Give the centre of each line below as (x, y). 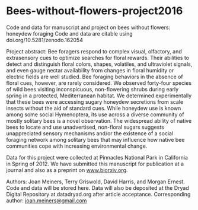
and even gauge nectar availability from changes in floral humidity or (90, 70)
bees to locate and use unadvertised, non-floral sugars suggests (85, 127)
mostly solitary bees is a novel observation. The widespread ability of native (99, 120)
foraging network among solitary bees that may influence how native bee (95, 139)
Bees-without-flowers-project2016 (95, 11)
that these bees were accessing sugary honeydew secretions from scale (95, 101)
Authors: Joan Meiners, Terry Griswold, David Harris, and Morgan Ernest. (95, 182)
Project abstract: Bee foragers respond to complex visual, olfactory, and (94, 51)
